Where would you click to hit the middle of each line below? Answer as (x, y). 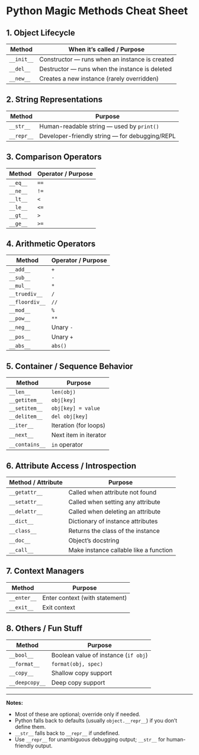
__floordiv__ (28, 302)
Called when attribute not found (113, 493)
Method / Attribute (36, 483)
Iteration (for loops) (78, 426)
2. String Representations (54, 100)
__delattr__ (26, 512)
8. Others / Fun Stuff (44, 629)
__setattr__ (26, 502)
